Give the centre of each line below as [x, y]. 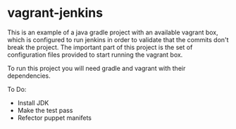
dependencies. [29, 76]
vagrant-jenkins [55, 13]
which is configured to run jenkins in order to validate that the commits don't [118, 39]
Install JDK [33, 102]
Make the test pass [45, 110]
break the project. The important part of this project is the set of [100, 47]
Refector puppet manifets [54, 118]
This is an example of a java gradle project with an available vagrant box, [113, 32]
